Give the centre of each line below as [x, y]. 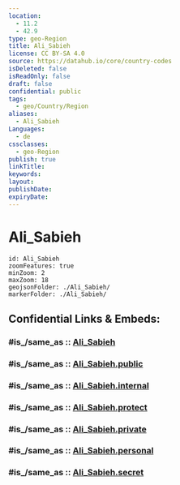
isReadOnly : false [39, 76]
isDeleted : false [38, 69]
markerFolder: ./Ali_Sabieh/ [58, 294]
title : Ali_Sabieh [39, 46]
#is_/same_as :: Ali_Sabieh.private [78, 429]
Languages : [27, 129]
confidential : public [45, 91]
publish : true [32, 159]
